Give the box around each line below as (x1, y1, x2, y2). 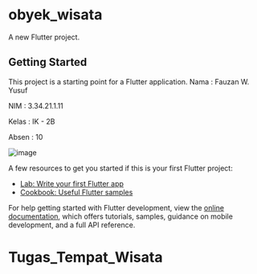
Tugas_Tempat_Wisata (8, 247, 163, 266)
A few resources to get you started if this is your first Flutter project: (8, 163, 233, 173)
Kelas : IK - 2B (8, 117, 55, 126)
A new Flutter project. (8, 32, 80, 42)
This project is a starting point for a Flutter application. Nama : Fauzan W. (8, 76, 250, 86)
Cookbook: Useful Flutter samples (19, 187, 133, 197)
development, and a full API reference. (8, 219, 136, 230)
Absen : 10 (8, 132, 43, 141)
